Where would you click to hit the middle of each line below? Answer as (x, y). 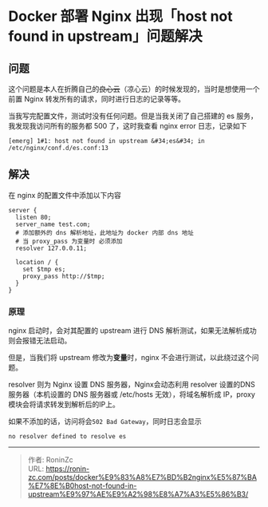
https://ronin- (68, 469)
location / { (37, 262)
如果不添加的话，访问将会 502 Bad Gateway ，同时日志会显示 (105, 422)
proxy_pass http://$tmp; (64, 276)
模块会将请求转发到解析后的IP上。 (64, 405)
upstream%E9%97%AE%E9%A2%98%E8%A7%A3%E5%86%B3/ (138, 494)
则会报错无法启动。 (40, 341)
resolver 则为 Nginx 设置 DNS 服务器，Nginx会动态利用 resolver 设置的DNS (132, 385)
